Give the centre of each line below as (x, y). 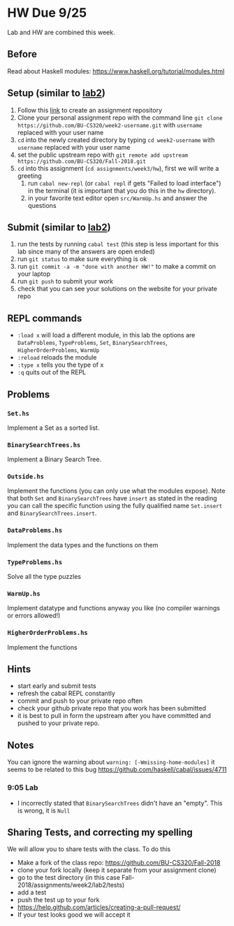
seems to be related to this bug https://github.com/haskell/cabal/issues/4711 (117, 770)
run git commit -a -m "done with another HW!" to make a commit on (117, 267)
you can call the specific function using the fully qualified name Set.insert (115, 506)
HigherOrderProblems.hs (48, 633)
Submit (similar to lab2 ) (59, 227)
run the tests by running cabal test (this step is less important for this (118, 244)
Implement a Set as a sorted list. (53, 428)
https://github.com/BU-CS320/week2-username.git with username (110, 125)
